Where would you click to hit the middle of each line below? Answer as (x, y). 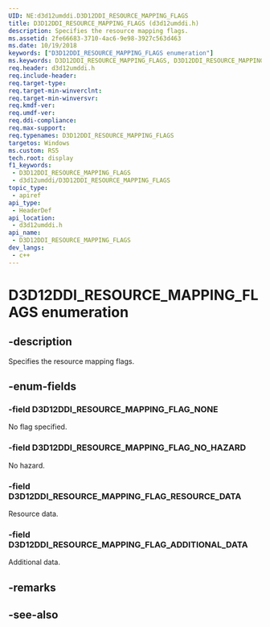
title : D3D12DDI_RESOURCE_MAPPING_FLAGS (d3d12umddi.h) (104, 23)
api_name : (25, 233)
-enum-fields (42, 387)
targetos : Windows (39, 143)
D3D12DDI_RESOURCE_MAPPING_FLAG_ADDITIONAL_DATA (128, 544)
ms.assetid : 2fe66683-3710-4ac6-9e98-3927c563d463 (95, 38)
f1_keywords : (30, 166)
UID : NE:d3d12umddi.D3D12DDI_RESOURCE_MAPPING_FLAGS (98, 16)
